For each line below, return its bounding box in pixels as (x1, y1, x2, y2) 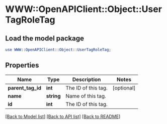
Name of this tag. (65, 92, 107, 99)
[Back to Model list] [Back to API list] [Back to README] (5, 113, 121, 119)
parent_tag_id (8, 84, 42, 91)
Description (72, 76, 101, 83)
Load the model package (5, 34, 85, 42)
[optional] (112, 84, 136, 91)
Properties (5, 61, 39, 69)
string (46, 92, 61, 99)
